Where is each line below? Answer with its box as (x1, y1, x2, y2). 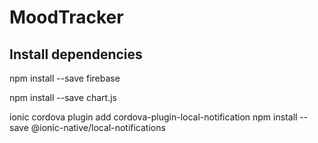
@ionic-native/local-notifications (30, 122, 166, 133)
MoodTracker (9, 6, 124, 29)
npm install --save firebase (9, 72, 121, 84)
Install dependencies (9, 46, 143, 63)
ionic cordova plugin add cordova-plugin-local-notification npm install (9, 111, 298, 123)
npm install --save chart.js (9, 92, 117, 103)
